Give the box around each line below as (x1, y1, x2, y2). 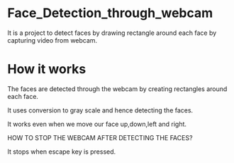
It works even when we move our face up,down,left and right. (7, 120, 186, 128)
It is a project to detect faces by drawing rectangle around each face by (7, 28, 217, 37)
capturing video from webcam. (7, 36, 98, 44)
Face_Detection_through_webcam (7, 5, 213, 21)
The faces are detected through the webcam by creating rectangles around (7, 84, 228, 93)
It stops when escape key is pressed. (7, 147, 116, 156)
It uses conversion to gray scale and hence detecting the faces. (7, 105, 194, 115)
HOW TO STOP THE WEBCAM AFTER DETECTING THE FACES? (7, 133, 193, 142)
